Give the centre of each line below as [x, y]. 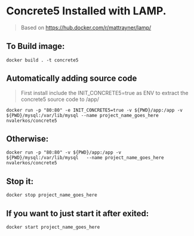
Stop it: [20, 181]
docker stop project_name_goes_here [52, 195]
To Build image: [36, 46]
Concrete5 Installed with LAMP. [86, 11]
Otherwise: [27, 139]
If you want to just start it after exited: [78, 213]
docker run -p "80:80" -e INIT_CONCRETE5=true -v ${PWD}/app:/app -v [95, 110]
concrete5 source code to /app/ [60, 99]
